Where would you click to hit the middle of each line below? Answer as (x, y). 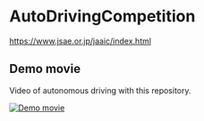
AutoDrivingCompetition (102, 16)
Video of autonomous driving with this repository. (100, 90)
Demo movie (45, 69)
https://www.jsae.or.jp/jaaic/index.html (81, 41)
